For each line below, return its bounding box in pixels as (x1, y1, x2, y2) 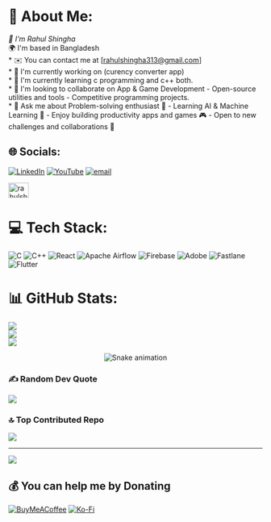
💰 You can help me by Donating (8, 479, 171, 493)
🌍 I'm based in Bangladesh (8, 43, 99, 52)
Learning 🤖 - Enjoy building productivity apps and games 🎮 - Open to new (8, 110, 256, 119)
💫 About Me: (8, 7, 94, 26)
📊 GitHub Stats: (8, 289, 119, 307)
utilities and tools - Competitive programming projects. (8, 92, 190, 102)
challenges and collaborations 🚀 (8, 121, 115, 132)
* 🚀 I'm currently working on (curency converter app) (8, 66, 185, 76)
